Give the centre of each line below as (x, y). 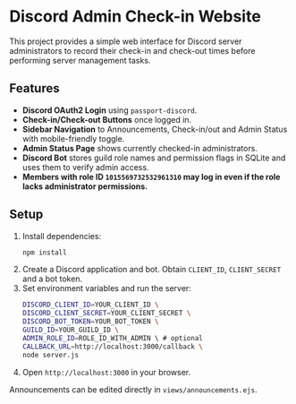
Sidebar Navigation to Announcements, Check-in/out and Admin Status (155, 129)
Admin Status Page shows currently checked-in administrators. (140, 148)
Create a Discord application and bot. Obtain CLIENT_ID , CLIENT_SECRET (152, 270)
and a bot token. (52, 279)
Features (34, 88)
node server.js (51, 355)
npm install (44, 253)
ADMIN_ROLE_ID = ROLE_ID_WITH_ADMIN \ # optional (112, 338)
